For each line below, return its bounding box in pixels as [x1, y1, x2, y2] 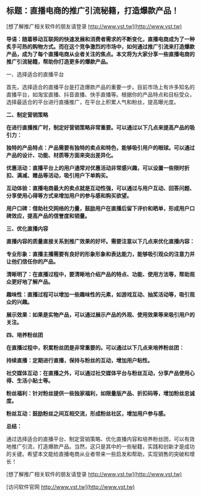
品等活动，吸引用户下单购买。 [37, 171, 111, 179]
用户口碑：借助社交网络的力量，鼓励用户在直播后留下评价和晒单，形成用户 [6, 204, 190, 211]
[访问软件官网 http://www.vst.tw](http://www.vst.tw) [6, 483, 135, 490]
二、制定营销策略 [6, 111, 48, 118]
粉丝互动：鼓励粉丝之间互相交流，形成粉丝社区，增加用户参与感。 [6, 410, 169, 417]
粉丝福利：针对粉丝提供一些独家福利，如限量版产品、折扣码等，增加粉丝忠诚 [6, 389, 195, 397]
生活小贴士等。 [16, 377, 54, 384]
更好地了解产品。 [11, 278, 54, 285]
